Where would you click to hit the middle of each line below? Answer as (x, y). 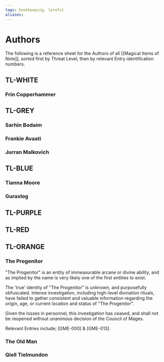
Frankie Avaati (23, 138)
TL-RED (17, 230)
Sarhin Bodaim (23, 125)
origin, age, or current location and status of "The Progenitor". (70, 304)
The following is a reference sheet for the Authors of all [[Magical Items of (82, 53)
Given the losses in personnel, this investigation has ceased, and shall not (82, 313)
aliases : (14, 15)
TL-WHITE (22, 80)
